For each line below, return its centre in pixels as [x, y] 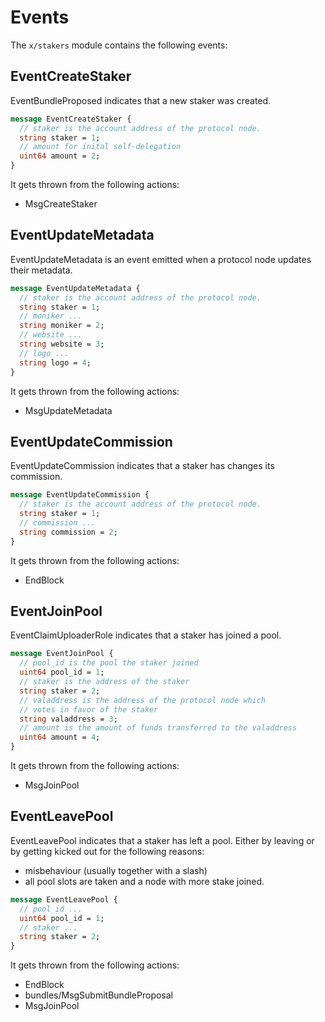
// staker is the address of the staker [104, 682]
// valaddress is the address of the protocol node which [143, 700]
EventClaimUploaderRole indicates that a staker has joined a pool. [146, 635]
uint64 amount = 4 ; [60, 737]
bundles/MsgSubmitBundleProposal [98, 995]
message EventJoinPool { [62, 654]
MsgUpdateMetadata [68, 410]
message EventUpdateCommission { [80, 495]
